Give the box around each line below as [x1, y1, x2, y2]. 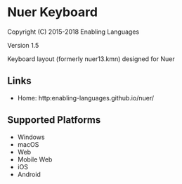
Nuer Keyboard [7, 4, 98, 20]
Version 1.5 [7, 41, 39, 49]
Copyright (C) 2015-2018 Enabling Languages [7, 27, 139, 36]
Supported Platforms [7, 114, 101, 126]
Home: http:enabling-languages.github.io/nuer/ [17, 93, 155, 102]
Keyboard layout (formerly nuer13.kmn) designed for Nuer [7, 54, 175, 63]
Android [17, 170, 41, 178]
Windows [17, 133, 45, 141]
